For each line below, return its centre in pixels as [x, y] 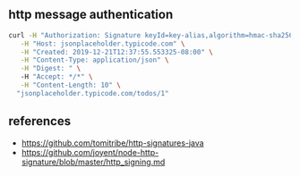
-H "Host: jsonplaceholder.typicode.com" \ [103, 44]
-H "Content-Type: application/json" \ [94, 60]
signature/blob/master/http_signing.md [93, 162]
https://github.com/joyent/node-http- [90, 152]
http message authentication [91, 15]
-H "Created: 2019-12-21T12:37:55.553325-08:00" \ [117, 52]
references [40, 121]
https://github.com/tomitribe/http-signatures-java [112, 143]
